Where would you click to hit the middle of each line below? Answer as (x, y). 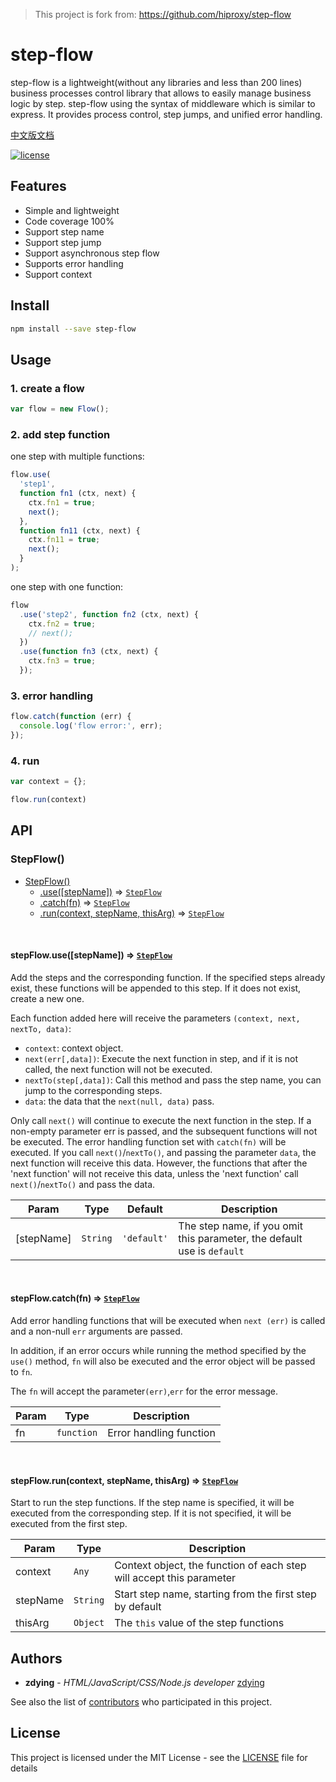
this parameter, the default (240, 1238)
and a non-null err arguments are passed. (96, 1331)
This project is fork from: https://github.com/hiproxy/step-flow (163, 14)
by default (138, 1607)
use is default (211, 1251)
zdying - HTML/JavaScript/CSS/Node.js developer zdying (144, 1682)
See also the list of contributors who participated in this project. (141, 1702)
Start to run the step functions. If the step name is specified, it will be (152, 1503)
